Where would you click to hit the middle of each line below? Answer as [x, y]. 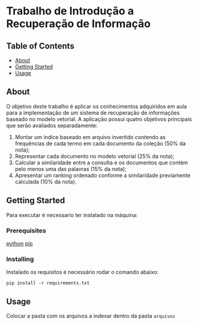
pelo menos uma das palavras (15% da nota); [71, 168]
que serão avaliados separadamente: [52, 125]
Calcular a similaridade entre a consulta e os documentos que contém [101, 162]
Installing [20, 259]
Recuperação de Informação [79, 24]
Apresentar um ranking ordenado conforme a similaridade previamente [103, 175]
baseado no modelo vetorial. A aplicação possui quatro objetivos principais [99, 119]
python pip [19, 243]
